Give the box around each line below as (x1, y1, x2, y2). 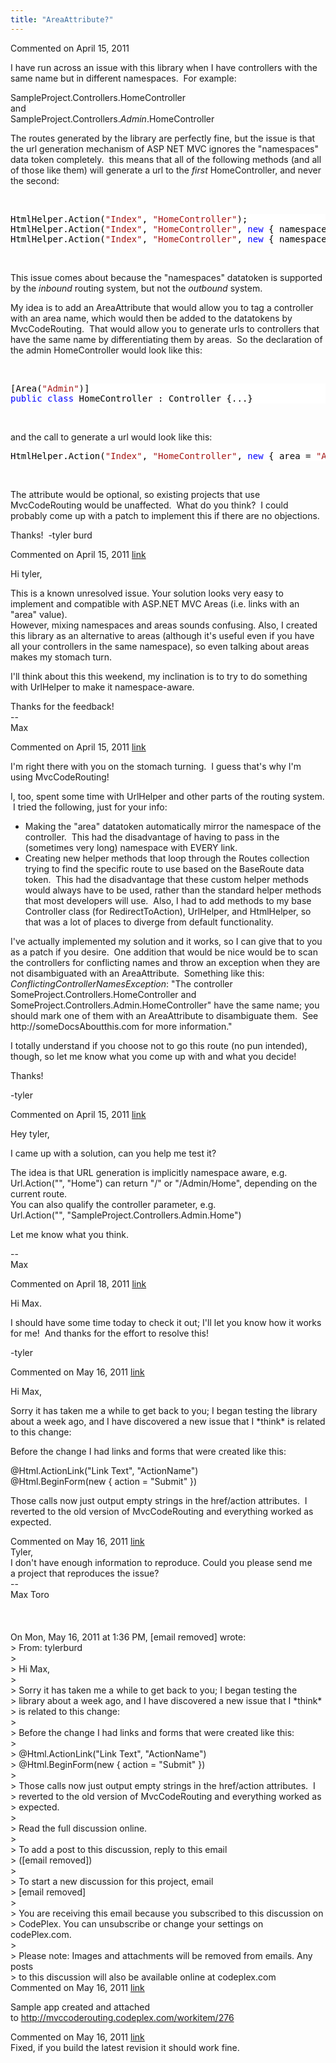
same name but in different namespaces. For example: (10, 72, 237, 84)
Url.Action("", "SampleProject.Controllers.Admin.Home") (10, 1209, 242, 1221)
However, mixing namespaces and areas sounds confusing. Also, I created (10, 619, 318, 631)
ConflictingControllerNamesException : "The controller (10, 977, 233, 990)
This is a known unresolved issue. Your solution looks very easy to (10, 587, 284, 599)
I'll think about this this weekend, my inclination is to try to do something (10, 670, 308, 682)
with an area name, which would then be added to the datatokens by (10, 312, 293, 324)
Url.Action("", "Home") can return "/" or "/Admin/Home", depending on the (10, 1177, 318, 1189)
